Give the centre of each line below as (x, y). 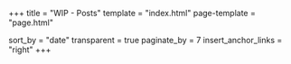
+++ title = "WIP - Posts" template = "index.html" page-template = (132, 13)
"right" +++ (30, 50)
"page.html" (31, 23)
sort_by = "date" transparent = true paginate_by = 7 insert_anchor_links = (145, 40)
